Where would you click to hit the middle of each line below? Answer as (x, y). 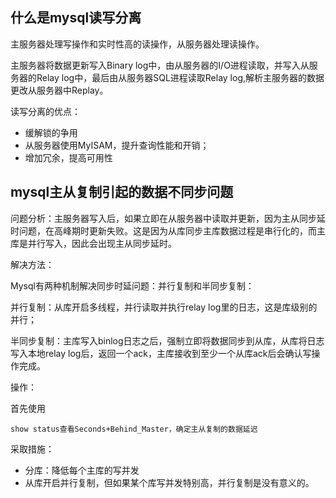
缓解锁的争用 (51, 132)
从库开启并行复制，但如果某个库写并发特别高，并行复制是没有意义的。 (169, 482)
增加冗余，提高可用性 (68, 157)
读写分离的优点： (45, 111)
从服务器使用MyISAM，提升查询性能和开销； (117, 145)
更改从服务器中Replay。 (59, 90)
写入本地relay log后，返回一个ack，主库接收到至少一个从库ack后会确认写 (161, 353)
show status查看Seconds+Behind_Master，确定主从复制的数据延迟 (134, 429)
